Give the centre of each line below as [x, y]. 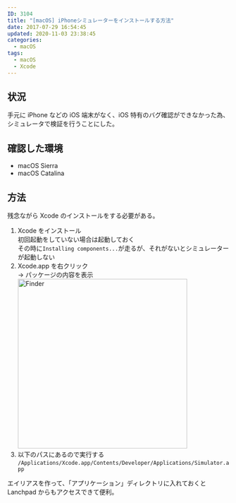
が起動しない [36, 257]
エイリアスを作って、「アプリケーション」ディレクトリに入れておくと [107, 483]
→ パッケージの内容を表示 [55, 275]
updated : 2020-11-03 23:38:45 [52, 34]
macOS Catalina [41, 173]
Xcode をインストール [49, 231]
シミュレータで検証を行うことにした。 [63, 124]
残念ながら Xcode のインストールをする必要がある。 [83, 215]
